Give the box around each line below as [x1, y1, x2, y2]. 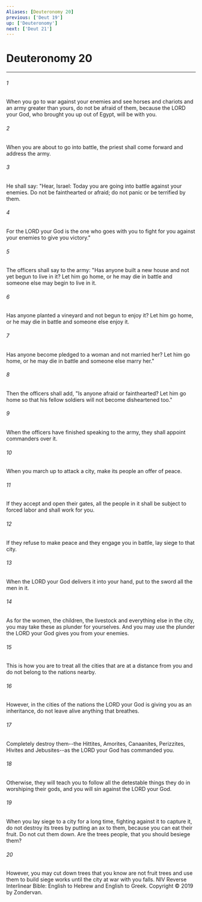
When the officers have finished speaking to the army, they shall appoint [6, 429, 186, 436]
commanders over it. [6, 435, 58, 442]
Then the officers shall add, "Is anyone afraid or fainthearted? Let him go [6, 390, 186, 397]
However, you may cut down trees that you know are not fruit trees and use [6, 869, 193, 877]
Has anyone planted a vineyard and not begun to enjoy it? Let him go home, [6, 312, 194, 319]
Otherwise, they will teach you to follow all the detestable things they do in [6, 779, 191, 786]
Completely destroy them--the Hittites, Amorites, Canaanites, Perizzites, [6, 740, 185, 747]
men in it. [6, 584, 29, 591]
